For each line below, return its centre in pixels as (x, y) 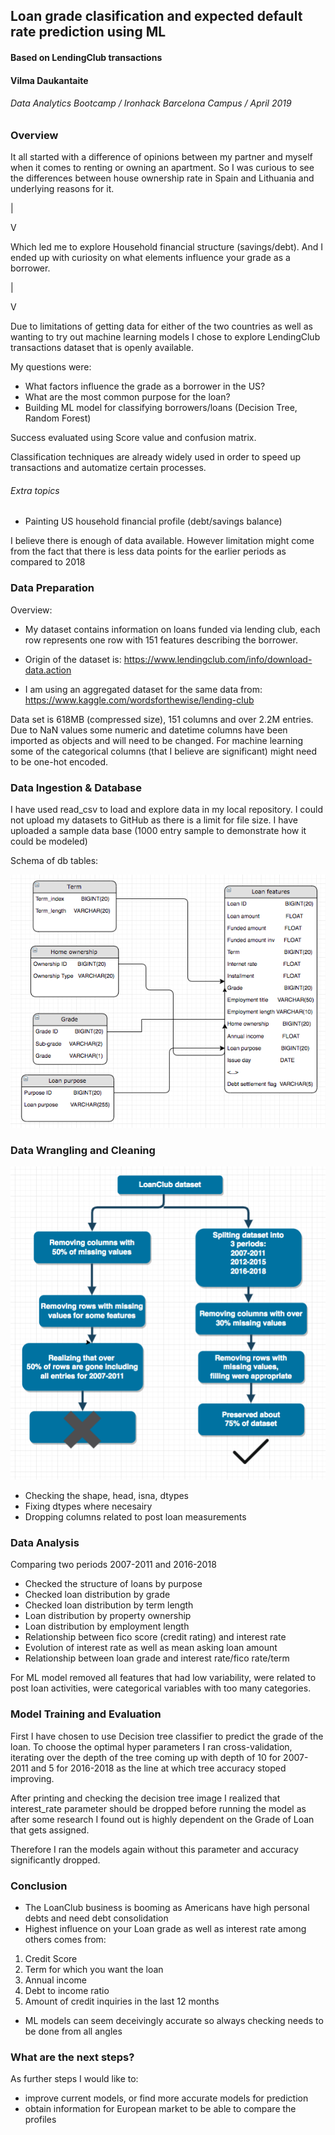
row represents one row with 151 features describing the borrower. (161, 640)
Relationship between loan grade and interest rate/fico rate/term (157, 1658)
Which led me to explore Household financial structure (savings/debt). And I (167, 247)
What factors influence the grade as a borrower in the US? (145, 386)
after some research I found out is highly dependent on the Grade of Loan (162, 1819)
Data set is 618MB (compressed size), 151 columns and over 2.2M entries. (162, 719)
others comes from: (65, 1940)
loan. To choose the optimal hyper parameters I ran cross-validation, (151, 1746)
